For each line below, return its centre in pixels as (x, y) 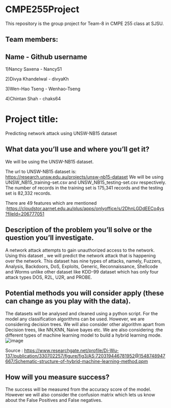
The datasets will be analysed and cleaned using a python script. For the (82, 313)
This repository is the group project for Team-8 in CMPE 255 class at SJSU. (85, 23)
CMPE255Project (42, 9)
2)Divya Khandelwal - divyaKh (37, 79)
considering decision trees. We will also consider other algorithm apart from (85, 324)
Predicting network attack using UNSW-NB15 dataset (61, 133)
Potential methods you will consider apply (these (85, 293)
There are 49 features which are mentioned (51, 203)
